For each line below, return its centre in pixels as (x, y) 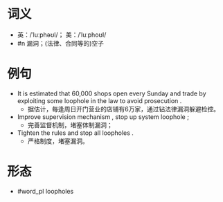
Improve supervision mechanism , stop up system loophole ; (103, 117)
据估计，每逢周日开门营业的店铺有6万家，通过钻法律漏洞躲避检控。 (124, 109)
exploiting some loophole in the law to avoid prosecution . (99, 100)
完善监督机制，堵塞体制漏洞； (70, 125)
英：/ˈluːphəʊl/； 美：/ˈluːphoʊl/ (62, 35)
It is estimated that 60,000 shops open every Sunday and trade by (111, 93)
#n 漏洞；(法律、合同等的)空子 (61, 43)
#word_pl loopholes (45, 191)
